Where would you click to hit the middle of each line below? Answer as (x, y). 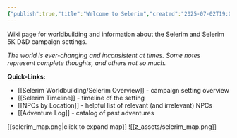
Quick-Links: (26, 76)
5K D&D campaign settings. (47, 41)
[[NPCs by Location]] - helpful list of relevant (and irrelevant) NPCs (115, 105)
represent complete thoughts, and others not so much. (87, 63)
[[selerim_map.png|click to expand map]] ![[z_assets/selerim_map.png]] (112, 126)
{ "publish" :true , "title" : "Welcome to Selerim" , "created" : (94, 14)
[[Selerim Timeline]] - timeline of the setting (81, 98)
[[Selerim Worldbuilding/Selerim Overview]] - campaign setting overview (123, 90)
